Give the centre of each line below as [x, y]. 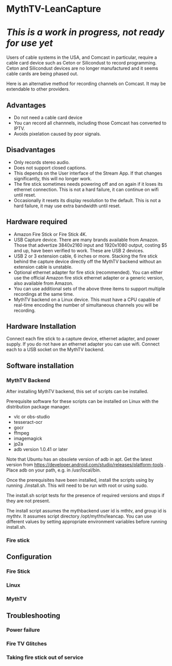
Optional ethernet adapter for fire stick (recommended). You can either [88, 272]
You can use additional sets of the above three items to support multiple [89, 288]
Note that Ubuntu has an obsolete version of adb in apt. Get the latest [79, 459]
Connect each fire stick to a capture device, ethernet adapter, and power [83, 339]
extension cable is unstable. [43, 267]
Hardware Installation [41, 326]
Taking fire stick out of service [45, 657]
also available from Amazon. [43, 283]
